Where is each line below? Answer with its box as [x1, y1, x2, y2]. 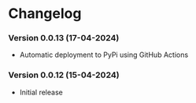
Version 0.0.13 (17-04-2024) [8, 33, 120, 44]
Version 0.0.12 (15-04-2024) [8, 69, 120, 80]
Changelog [8, 5, 82, 23]
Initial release [19, 87, 63, 97]
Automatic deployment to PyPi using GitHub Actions [19, 50, 189, 59]
